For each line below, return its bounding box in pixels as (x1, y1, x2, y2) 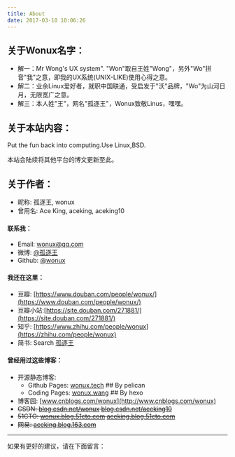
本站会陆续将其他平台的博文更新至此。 (7, 156, 117, 164)
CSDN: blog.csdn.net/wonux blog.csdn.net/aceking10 (17, 404, 173, 413)
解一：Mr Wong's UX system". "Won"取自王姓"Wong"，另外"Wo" (17, 64, 206, 73)
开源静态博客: (17, 373, 57, 381)
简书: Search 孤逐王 (17, 339, 75, 347)
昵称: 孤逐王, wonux (17, 198, 75, 206)
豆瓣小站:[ (17, 306, 47, 315)
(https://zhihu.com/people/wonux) (17, 330, 117, 339)
